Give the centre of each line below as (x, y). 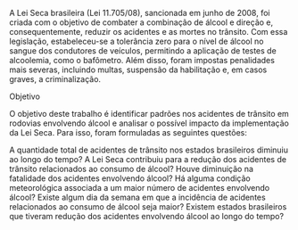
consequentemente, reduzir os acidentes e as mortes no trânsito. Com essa (149, 32)
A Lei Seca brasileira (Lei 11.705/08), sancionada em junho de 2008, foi (140, 13)
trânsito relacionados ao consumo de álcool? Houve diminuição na (132, 169)
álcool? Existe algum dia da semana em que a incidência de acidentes (137, 197)
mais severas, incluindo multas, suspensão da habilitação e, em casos (138, 70)
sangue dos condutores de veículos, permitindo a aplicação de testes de (143, 51)
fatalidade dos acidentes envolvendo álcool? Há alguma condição (130, 178)
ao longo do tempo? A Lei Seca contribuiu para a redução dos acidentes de (148, 159)
